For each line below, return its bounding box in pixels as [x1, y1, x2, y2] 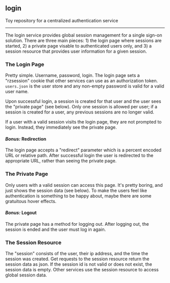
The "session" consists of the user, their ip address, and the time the [5, 251, 148, 257]
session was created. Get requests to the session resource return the [5, 256, 150, 262]
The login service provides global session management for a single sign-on [5, 32, 162, 38]
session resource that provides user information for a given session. [5, 48, 147, 54]
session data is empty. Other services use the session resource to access [5, 267, 159, 273]
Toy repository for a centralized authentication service [5, 17, 118, 23]
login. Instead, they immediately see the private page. [5, 124, 117, 131]
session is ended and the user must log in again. [5, 226, 106, 232]
